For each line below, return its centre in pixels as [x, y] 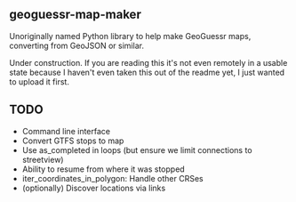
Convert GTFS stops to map [73, 141]
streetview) [43, 159]
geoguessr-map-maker [76, 15]
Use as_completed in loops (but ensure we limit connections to [137, 149]
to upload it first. [39, 81]
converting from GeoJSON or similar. [77, 45]
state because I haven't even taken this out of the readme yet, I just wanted [147, 72]
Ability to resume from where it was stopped [103, 169]
